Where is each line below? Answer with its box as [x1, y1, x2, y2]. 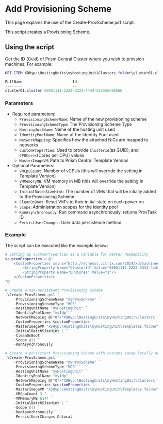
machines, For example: [5, 61, 53, 67]
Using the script [5, 43, 54, 52]
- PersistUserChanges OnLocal [14, 414, 73, 419]
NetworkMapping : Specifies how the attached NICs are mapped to [19, 137, 148, 142]
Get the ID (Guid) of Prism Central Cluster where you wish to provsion [5, 56, 144, 62]
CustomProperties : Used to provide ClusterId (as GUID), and [19, 147, 139, 153]
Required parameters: [12, 111, 56, 117]
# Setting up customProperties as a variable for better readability [5, 252, 149, 257]
